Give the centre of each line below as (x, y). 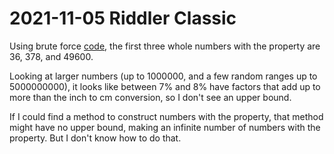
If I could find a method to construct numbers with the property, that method (166, 116)
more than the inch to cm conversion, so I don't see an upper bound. (150, 97)
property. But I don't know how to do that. (95, 138)
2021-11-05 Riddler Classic (123, 18)
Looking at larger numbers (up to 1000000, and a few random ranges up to (163, 76)
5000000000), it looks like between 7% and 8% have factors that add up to (165, 86)
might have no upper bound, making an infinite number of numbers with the (165, 127)
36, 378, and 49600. (51, 56)
